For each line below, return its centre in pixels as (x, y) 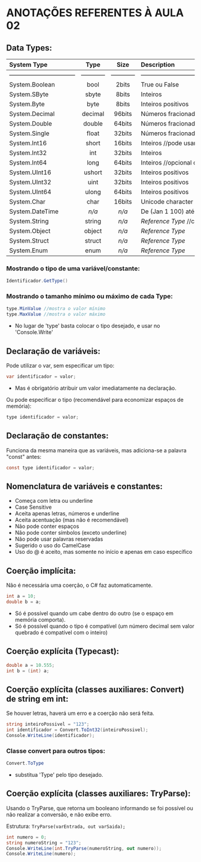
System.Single (29, 133)
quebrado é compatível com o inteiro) (61, 632)
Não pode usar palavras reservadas (59, 539)
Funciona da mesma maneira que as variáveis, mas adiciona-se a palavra (96, 450)
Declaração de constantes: (57, 436)
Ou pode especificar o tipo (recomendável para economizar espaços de (95, 399)
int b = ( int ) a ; (28, 671)
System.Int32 (28, 153)
